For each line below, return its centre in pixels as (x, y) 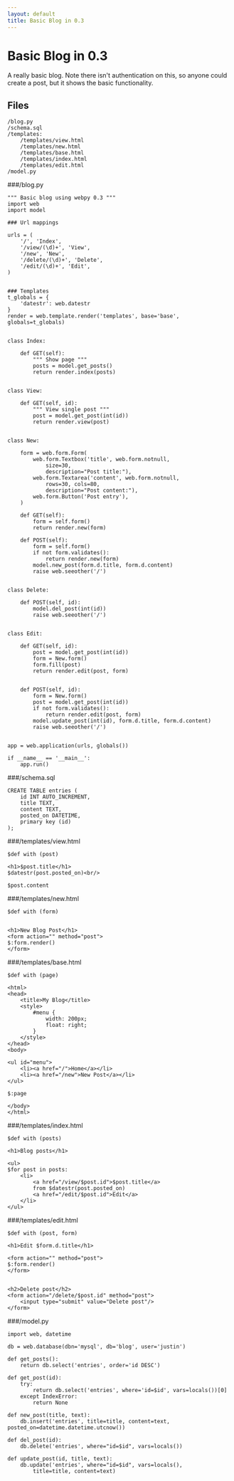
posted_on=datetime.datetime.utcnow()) (67, 1428)
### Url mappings (33, 223)
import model (27, 211)
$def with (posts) (34, 1139)
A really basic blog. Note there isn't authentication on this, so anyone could (117, 75)
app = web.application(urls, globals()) (68, 746)
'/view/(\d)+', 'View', (55, 248)
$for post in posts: (38, 1170)
